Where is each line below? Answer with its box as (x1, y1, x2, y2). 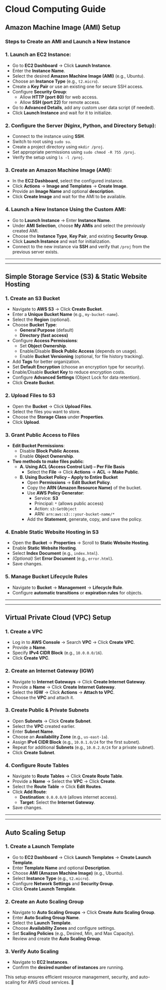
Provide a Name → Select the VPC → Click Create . (12, 778, 116, 784)
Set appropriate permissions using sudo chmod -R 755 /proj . (12, 149, 136, 155)
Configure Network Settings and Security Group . (12, 880, 114, 886)
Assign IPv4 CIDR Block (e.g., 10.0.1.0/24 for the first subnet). (12, 739, 141, 745)
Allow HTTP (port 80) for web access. (19, 94, 98, 100)
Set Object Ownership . (19, 343, 68, 349)
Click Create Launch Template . (12, 886, 77, 892)
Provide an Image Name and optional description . (12, 188, 115, 194)
